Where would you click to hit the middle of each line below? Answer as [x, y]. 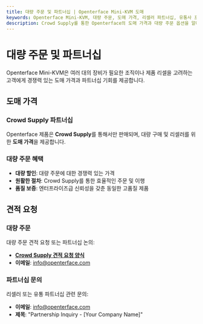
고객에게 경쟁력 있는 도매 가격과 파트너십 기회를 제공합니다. [76, 80]
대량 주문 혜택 [25, 159]
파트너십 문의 [24, 280]
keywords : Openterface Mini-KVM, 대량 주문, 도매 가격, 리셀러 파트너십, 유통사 [99, 18]
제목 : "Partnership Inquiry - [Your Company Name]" [79, 314]
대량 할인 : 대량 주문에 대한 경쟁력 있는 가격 [65, 173]
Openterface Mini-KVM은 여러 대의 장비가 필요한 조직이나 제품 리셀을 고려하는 [100, 73]
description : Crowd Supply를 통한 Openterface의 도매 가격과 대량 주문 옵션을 [98, 23]
